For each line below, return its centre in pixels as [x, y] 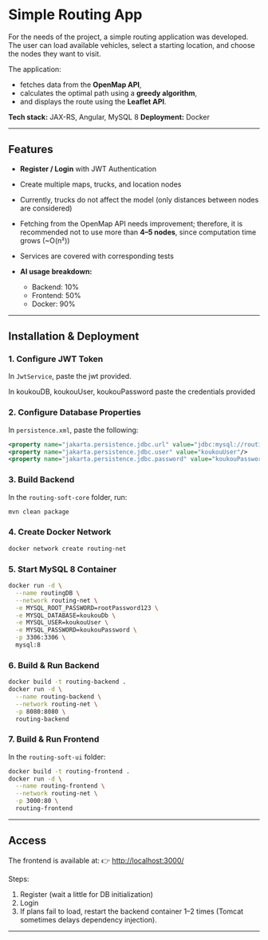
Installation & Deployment [74, 336]
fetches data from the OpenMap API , [81, 85]
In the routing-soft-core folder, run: [68, 497]
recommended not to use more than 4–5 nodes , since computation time [138, 232]
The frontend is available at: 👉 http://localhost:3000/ [97, 860]
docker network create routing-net [67, 549]
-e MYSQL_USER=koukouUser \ [62, 623]
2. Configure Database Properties [75, 412]
